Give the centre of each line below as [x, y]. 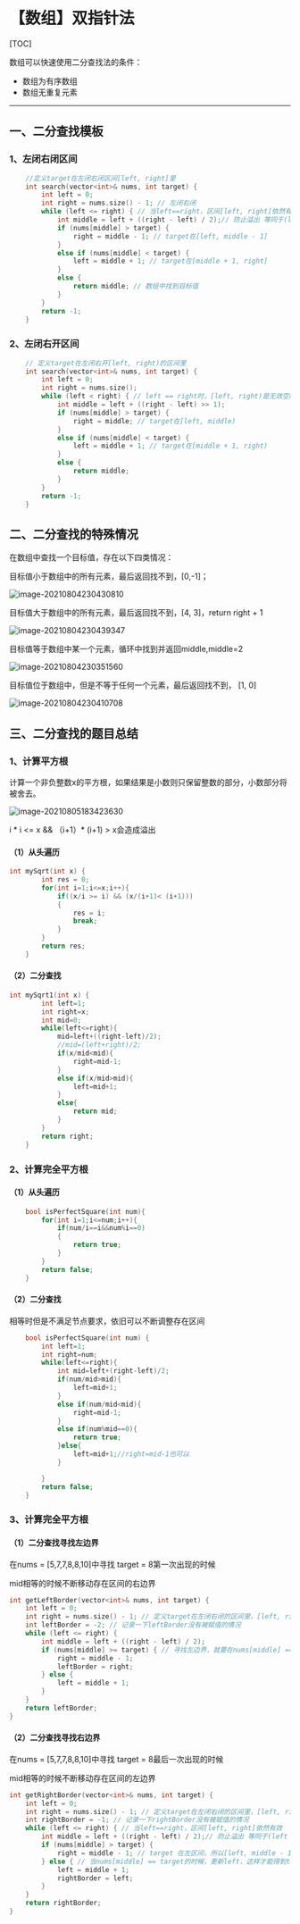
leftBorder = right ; [95, 1667]
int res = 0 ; [66, 880]
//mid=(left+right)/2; [99, 1045]
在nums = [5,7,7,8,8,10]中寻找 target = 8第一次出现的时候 [112, 1564]
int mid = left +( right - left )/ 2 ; [113, 1371]
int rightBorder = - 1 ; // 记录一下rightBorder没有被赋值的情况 [137, 1820]
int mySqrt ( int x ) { [48, 872]
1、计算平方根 [39, 761]
